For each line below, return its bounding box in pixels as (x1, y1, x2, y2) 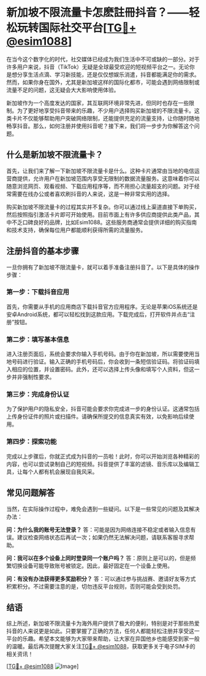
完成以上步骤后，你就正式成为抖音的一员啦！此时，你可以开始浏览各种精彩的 (6, 453, 200, 460)
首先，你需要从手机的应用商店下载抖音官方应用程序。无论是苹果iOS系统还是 (6, 303, 198, 310)
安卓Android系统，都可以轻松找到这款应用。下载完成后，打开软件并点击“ (6, 311, 190, 318)
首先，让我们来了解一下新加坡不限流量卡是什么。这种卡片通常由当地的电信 (6, 167, 194, 174)
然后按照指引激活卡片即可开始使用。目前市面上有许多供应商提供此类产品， (6, 211, 194, 218)
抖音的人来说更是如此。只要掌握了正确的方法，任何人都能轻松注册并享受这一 (6, 627, 200, 635)
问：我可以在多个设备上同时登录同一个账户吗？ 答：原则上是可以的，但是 (6, 554, 191, 562)
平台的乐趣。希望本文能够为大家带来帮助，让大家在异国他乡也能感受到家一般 (6, 635, 200, 642)
